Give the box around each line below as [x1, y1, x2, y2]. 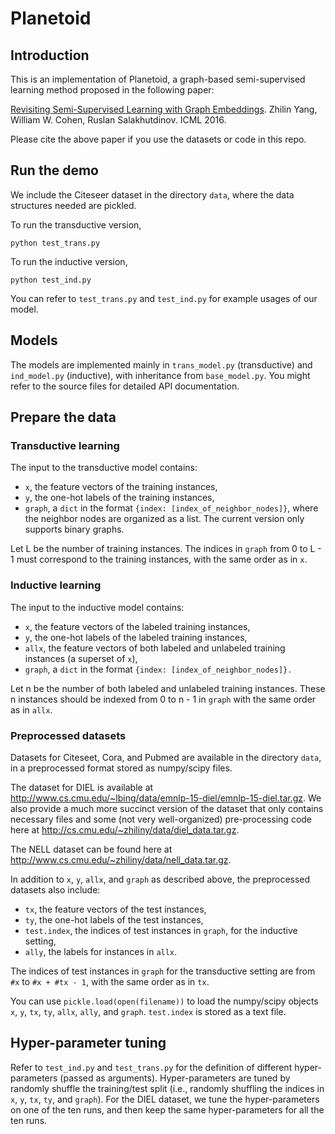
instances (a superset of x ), [24, 652, 138, 664]
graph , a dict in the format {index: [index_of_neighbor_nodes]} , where [24, 502, 319, 514]
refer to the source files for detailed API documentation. [10, 380, 240, 392]
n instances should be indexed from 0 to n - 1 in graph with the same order [10, 693, 317, 705]
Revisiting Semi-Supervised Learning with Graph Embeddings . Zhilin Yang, [10, 103, 318, 115]
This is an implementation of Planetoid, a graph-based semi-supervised [10, 73, 306, 85]
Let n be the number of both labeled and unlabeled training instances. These [10, 682, 326, 694]
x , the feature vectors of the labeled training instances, [24, 620, 251, 632]
